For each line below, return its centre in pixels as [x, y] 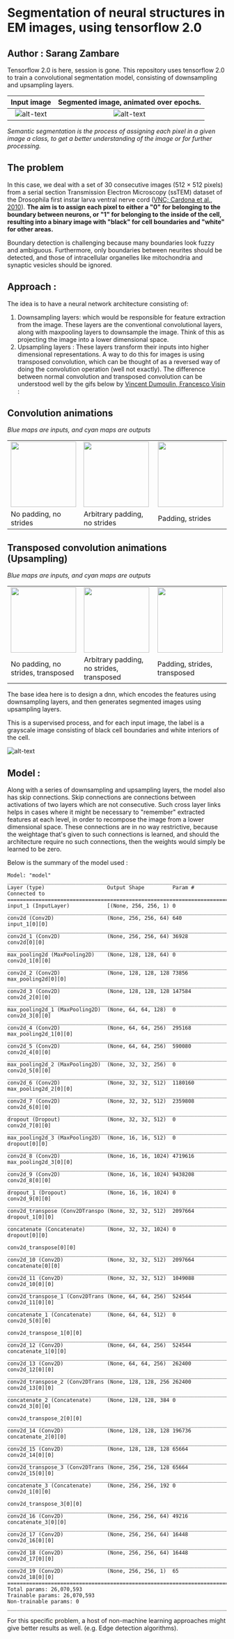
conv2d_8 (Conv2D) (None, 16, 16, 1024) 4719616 [101, 1156]
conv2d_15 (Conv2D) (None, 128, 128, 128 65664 [98, 1449]
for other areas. [30, 229]
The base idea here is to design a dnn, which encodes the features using [112, 695]
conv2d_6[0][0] [29, 1108]
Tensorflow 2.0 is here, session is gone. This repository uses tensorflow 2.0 [116, 70]
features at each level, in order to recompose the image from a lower [106, 819]
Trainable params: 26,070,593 [51, 1596]
